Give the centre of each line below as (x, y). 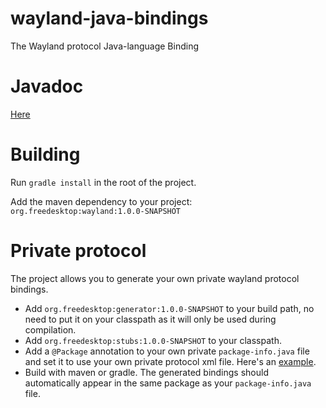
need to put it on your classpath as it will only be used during (150, 319)
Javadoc (47, 86)
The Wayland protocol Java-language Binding (105, 46)
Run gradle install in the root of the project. (103, 182)
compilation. (50, 329)
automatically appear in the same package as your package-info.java (168, 383)
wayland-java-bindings (109, 18)
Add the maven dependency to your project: (101, 201)
